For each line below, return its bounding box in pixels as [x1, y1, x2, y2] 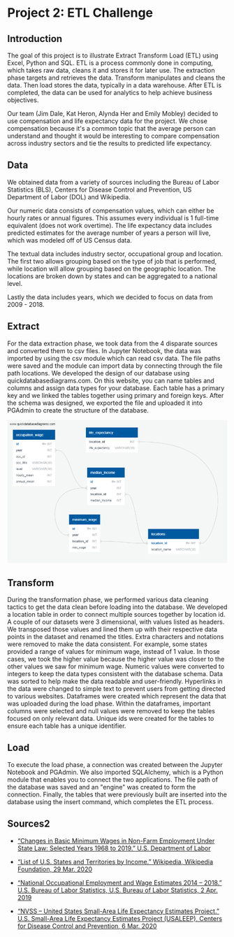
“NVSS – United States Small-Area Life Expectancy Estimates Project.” [17, 907, 220, 915]
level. [7, 279, 23, 287]
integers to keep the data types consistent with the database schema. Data [7, 670, 224, 678]
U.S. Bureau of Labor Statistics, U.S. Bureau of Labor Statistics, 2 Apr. [17, 886, 218, 894]
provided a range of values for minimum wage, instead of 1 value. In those [7, 648, 220, 656]
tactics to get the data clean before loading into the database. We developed [7, 603, 228, 611]
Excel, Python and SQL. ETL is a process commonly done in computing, [7, 59, 213, 67]
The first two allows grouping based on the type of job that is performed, [7, 257, 217, 265]
